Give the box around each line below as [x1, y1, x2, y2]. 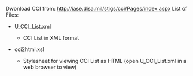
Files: [5, 11, 19, 18]
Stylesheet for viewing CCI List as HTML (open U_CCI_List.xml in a [23, 58, 187, 64]
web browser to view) [23, 64, 77, 71]
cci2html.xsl [14, 46, 44, 53]
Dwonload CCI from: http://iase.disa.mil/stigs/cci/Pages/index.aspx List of [5, 5, 188, 12]
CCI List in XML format [23, 34, 79, 41]
